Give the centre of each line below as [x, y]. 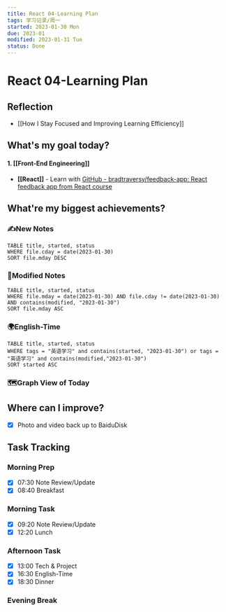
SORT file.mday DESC [37, 258]
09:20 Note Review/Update [56, 524]
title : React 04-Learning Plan [53, 14]
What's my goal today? [58, 145]
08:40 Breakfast [40, 490]
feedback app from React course [65, 186]
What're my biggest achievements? [86, 208]
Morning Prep [31, 467]
